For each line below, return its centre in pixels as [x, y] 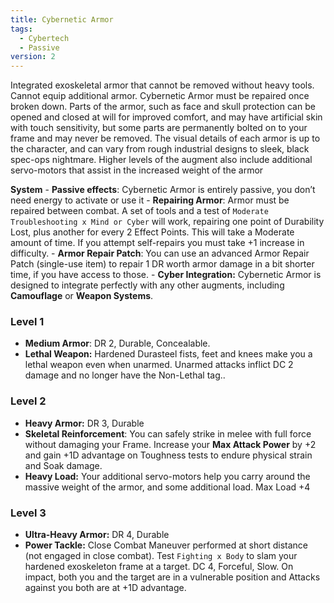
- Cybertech [44, 38]
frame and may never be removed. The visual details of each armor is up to [165, 138]
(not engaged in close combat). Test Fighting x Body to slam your [161, 556]
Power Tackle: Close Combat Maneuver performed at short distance [166, 545]
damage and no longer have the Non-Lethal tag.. [125, 375]
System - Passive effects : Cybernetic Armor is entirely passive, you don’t [163, 190]
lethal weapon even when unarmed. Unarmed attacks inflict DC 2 [159, 365]
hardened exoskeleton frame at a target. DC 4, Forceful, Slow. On [159, 567]
